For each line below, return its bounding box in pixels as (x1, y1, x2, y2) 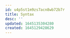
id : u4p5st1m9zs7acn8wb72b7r (5, 7, 65, 12)
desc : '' (5, 16, 23, 21)
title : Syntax (5, 12, 35, 17)
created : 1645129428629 (5, 26, 54, 31)
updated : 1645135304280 (5, 21, 54, 26)
